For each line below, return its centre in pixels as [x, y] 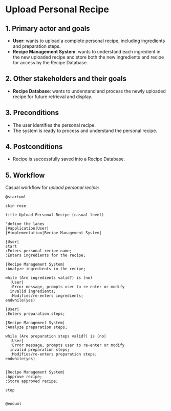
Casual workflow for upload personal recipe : [52, 188]
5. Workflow [25, 175]
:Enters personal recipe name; [39, 251]
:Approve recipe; [24, 377]
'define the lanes [25, 224]
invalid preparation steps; [40, 350]
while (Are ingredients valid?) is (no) [49, 278]
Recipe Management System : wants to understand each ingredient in [87, 52]
